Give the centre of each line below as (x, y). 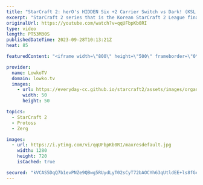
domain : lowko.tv (34, 78)
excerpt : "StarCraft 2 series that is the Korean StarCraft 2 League (96, 17)
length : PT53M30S (28, 34)
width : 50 (34, 95)
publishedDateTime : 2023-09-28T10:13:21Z (59, 40)
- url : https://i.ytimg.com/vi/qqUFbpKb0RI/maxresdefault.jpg (92, 145)
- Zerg (20, 128)
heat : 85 (17, 46)
